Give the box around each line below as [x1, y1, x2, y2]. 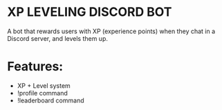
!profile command [17, 89, 68, 97]
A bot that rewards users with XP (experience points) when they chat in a [7, 27, 216, 35]
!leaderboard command [17, 96, 84, 104]
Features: [7, 59, 64, 75]
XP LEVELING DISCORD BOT [7, 4, 172, 20]
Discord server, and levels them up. [7, 34, 109, 42]
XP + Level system [17, 81, 71, 90]
